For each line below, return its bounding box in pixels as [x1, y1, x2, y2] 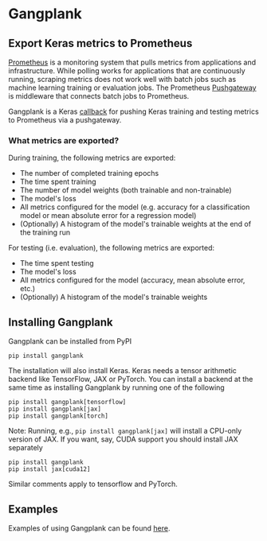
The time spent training [19, 177, 97, 187]
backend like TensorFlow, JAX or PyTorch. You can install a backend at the [8, 375, 253, 384]
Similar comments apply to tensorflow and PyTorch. [8, 479, 178, 489]
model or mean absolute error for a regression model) [19, 211, 197, 220]
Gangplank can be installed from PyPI [8, 337, 132, 346]
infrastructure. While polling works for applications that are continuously [8, 66, 245, 76]
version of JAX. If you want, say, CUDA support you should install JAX [8, 434, 239, 444]
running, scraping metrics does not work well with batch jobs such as [8, 75, 237, 84]
